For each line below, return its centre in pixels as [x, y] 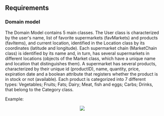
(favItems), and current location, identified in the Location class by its [75, 43]
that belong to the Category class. [39, 89]
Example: [14, 99]
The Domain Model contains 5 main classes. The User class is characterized [82, 32]
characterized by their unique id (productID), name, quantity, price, [72, 69]
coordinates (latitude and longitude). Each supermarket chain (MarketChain [81, 48]
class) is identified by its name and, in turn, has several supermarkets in [77, 53]
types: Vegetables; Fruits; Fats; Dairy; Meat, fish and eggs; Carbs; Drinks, [79, 84]
